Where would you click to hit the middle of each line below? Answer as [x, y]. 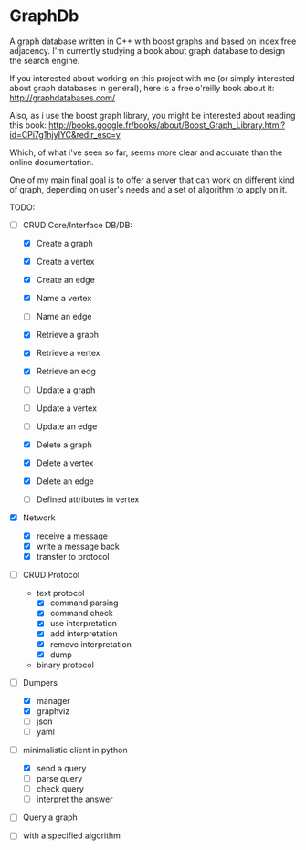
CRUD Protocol [51, 575]
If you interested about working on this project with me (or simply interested [152, 78]
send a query [61, 768]
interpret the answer [74, 799]
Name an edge [64, 317]
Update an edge [67, 426]
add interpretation [84, 634]
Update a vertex [67, 408]
